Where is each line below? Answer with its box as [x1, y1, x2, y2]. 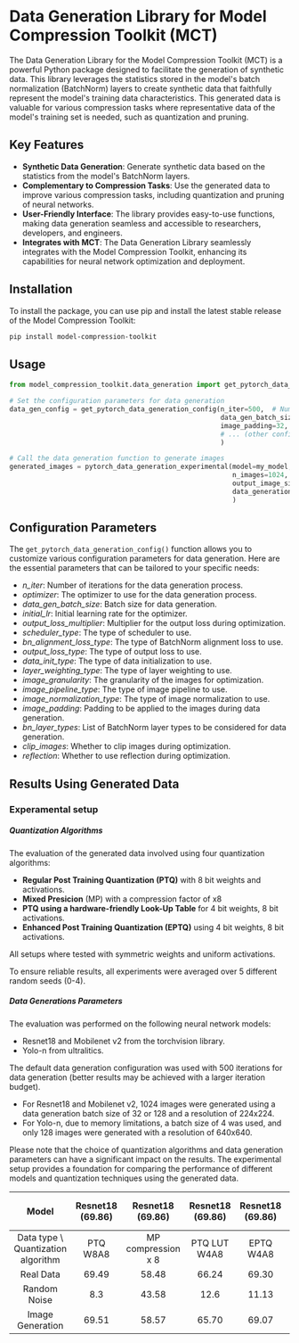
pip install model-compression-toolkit [9, 332, 158, 341]
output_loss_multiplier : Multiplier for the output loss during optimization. [21, 618, 287, 629]
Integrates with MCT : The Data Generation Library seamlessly [21, 236, 252, 247]
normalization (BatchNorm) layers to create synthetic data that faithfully [9, 83, 272, 94]
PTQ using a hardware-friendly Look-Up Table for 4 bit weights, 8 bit [21, 902, 279, 913]
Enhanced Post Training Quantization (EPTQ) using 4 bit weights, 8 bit [21, 921, 285, 933]
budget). [9, 1081, 41, 1092]
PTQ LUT [190, 1237, 230, 1249]
